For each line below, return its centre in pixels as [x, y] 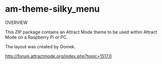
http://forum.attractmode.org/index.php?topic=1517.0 [58, 56]
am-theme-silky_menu [52, 9]
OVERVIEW [16, 22]
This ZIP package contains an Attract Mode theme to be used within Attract [81, 32]
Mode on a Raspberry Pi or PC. [36, 37]
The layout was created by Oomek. [40, 46]
